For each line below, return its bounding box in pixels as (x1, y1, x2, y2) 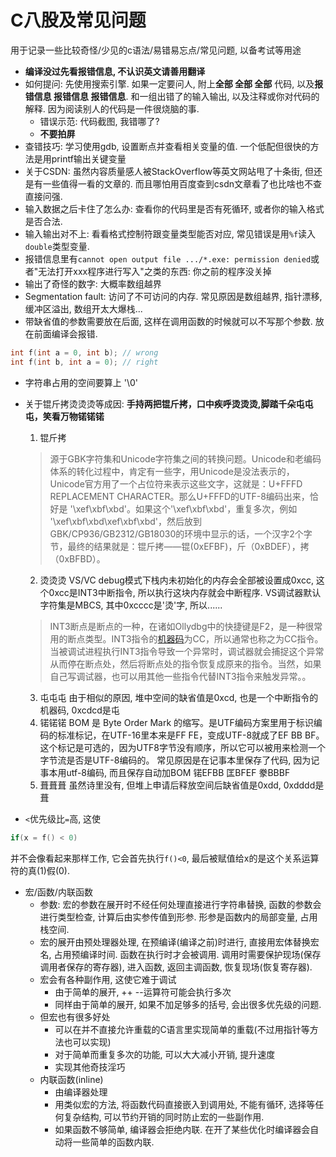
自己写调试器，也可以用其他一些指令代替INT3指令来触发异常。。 (49, 670, 312, 682)
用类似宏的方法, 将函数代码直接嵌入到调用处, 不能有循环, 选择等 (54, 1098, 316, 1110)
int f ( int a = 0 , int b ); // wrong (10, 347, 159, 358)
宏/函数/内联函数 (24, 886, 93, 898)
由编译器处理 (54, 1086, 108, 1098)
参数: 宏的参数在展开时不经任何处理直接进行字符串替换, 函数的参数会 (39, 898, 322, 910)
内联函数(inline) (39, 1073, 104, 1085)
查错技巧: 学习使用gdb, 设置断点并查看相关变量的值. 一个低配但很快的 (24, 140, 311, 152)
